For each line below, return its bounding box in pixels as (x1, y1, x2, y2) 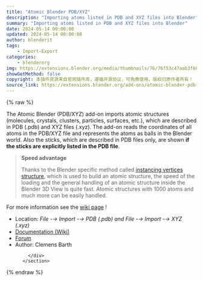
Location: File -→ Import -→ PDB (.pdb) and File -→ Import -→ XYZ (14, 216, 182, 222)
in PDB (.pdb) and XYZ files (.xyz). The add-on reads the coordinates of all (6, 124, 192, 130)
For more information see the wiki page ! (6, 203, 107, 211)
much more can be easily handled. (21, 192, 108, 199)
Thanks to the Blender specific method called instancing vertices (21, 166, 183, 173)
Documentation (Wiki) (14, 228, 69, 235)
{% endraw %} (6, 269, 43, 276)
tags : (6, 43, 20, 49)
